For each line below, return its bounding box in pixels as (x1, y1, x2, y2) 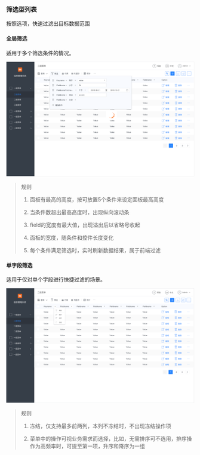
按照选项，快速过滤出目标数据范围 (6, 20, 90, 28)
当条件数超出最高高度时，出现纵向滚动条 (29, 208, 130, 216)
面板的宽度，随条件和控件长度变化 (29, 234, 114, 241)
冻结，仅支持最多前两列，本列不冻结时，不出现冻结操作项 (29, 422, 171, 429)
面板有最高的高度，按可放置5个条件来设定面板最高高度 (29, 196, 164, 203)
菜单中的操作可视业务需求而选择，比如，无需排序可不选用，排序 (29, 435, 187, 442)
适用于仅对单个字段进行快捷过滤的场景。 (6, 276, 106, 283)
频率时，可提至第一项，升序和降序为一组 (45, 442, 145, 450)
